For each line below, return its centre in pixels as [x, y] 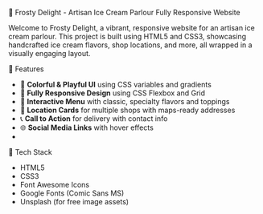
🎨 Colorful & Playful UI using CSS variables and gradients [115, 85]
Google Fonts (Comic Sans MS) [72, 193]
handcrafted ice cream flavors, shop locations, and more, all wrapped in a [130, 45]
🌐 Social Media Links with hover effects [87, 127]
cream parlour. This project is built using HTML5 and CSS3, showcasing [127, 36]
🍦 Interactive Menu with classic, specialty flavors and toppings [125, 101]
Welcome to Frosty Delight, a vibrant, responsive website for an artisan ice [131, 28]
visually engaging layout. [49, 53]
